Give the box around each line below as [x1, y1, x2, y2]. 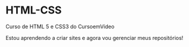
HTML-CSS [5, 4, 62, 17]
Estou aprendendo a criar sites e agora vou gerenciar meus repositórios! [5, 34, 184, 41]
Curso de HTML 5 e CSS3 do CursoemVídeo [5, 23, 114, 30]
